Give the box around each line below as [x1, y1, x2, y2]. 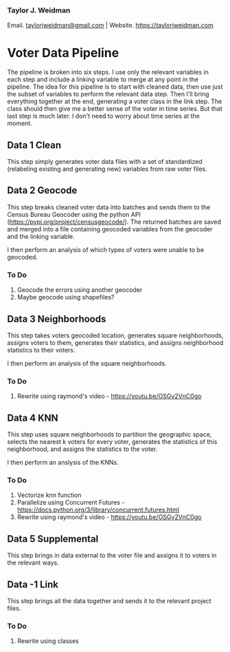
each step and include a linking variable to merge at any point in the [7, 75, 199, 84]
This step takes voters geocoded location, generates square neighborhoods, [7, 331, 224, 339]
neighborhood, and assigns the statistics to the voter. [7, 445, 158, 453]
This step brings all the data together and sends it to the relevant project [7, 597, 211, 604]
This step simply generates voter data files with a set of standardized [7, 158, 203, 166]
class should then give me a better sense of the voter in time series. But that [7, 105, 223, 113]
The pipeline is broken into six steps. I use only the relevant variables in [7, 68, 209, 76]
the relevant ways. [7, 558, 60, 567]
